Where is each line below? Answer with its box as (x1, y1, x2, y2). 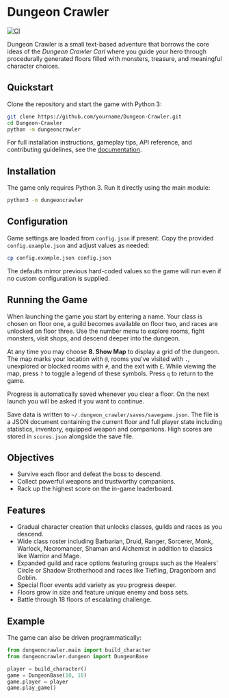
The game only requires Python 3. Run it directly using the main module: (7, 184, 211, 192)
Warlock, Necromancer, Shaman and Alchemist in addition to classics (16, 545, 213, 553)
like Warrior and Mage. (16, 552, 81, 560)
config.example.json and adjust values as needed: (7, 241, 150, 249)
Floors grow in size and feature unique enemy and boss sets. (16, 588, 189, 597)
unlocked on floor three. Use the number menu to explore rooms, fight (7, 327, 205, 335)
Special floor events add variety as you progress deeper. (16, 581, 177, 589)
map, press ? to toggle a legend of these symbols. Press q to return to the (7, 369, 214, 377)
